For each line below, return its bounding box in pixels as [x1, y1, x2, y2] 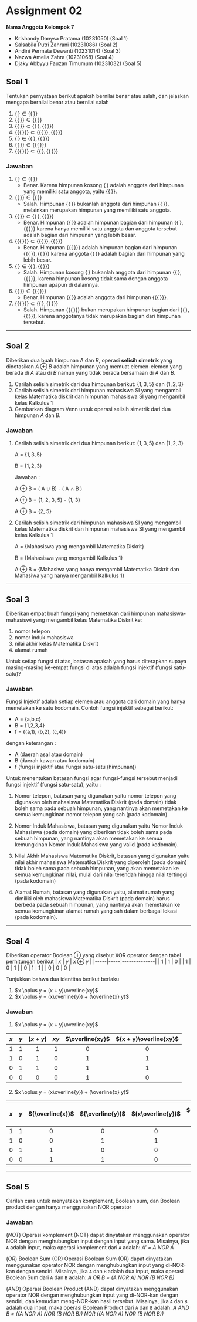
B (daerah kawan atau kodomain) [14, 757, 95, 764]
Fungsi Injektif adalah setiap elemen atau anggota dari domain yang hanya [6, 698, 186, 705]
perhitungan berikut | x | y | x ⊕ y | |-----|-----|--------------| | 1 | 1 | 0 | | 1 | [6, 958, 191, 965]
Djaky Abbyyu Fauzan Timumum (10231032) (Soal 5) [14, 60, 142, 67]
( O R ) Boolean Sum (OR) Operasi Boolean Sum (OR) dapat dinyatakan [6, 1255, 172, 1262]
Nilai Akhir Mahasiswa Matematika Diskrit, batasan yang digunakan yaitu [14, 852, 190, 860]
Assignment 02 [6, 4, 83, 18]
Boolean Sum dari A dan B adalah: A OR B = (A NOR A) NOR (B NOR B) [6, 1274, 175, 1281]
